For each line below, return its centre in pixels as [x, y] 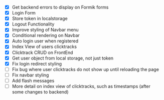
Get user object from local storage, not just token [63, 58]
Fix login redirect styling [37, 63]
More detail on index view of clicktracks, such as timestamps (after [81, 86]
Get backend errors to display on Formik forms [60, 7]
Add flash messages [33, 80]
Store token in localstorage [40, 18]
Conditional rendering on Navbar [46, 35]
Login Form [24, 13]
